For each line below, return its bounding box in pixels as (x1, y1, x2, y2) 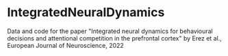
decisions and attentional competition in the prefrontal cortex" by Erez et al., (7, 34, 223, 42)
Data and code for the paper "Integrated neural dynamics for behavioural (7, 27, 214, 35)
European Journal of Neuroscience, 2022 (7, 41, 125, 49)
